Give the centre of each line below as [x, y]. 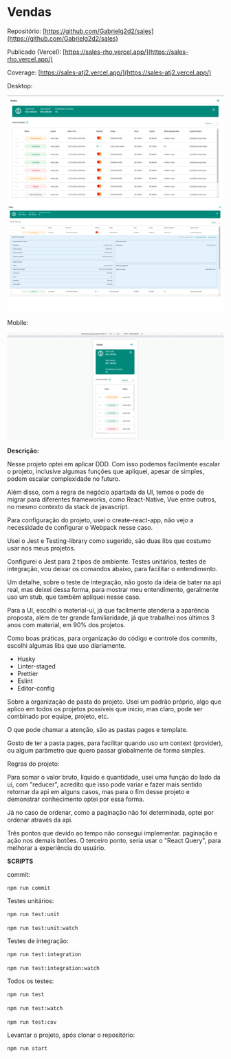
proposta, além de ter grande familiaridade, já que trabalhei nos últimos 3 [111, 617]
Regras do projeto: [33, 764]
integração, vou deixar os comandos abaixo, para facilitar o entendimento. [112, 568]
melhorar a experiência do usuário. [57, 848]
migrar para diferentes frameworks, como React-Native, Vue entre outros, [112, 499]
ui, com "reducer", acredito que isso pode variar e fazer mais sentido [105, 784]
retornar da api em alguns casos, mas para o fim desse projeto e [99, 791]
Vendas [29, 12]
